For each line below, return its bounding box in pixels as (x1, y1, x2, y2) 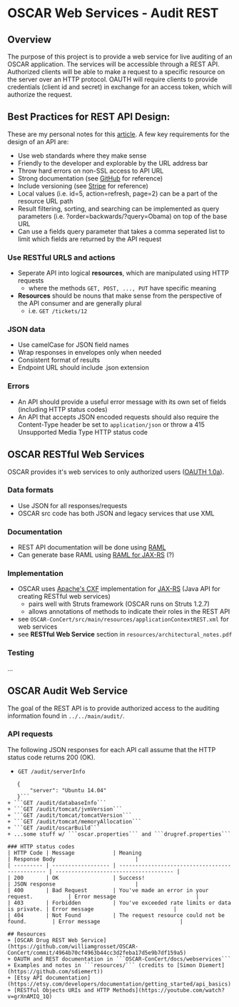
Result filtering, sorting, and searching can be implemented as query (17, 204, 220, 213)
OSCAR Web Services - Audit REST (7, 5, 219, 21)
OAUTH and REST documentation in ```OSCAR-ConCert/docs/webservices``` (14, 955, 232, 963)
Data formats (7, 485, 54, 495)
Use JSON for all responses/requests (17, 501, 128, 510)
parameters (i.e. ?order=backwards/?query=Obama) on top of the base (17, 212, 228, 221)
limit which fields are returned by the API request (17, 234, 162, 243)
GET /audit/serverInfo (17, 768, 86, 775)
